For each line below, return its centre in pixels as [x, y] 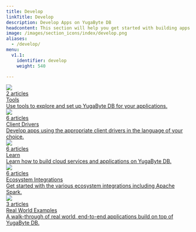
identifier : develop [42, 60]
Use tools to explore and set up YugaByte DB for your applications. [87, 106]
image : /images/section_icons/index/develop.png [67, 33]
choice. [15, 137]
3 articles [17, 204]
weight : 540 [31, 66]
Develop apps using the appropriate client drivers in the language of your [94, 131]
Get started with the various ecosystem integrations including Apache [90, 186]
